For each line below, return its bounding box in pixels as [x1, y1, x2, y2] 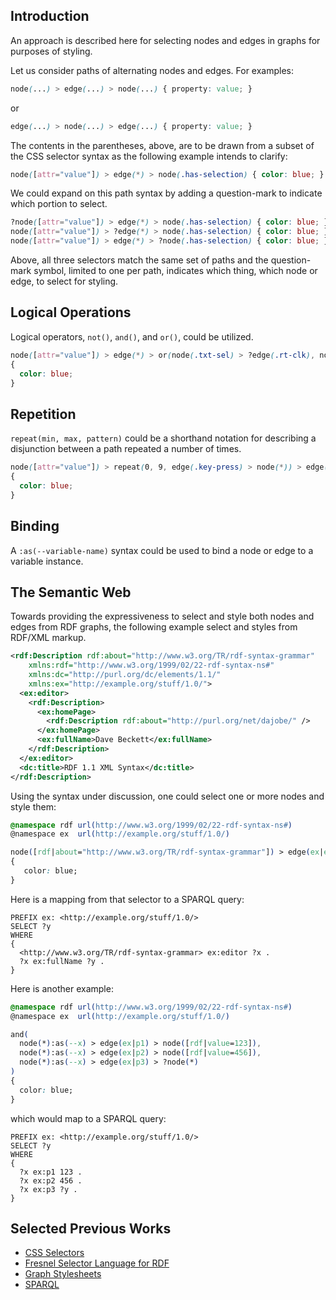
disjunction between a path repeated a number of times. [10, 443, 242, 455]
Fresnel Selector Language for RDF [24, 1257, 170, 1269]
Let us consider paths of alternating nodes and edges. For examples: [10, 64, 294, 76]
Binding [10, 518, 60, 535]
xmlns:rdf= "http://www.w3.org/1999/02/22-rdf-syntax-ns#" [28, 660, 275, 671]
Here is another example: [10, 982, 114, 994]
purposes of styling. [10, 45, 93, 57]
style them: [10, 800, 57, 813]
